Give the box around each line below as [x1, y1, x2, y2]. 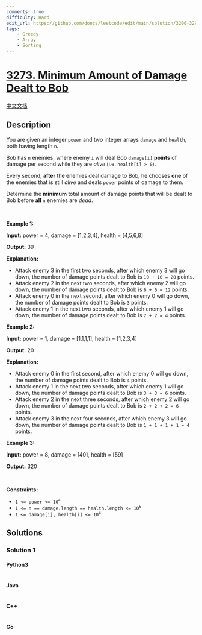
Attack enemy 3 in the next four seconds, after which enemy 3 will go [14, 414, 188, 422]
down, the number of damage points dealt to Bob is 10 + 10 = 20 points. [14, 273, 194, 280]
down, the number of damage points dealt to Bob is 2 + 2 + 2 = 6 [14, 402, 179, 409]
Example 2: [6, 323, 35, 330]
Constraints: [6, 486, 38, 493]
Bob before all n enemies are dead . [6, 197, 93, 204]
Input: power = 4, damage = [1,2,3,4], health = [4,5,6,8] [6, 232, 143, 239]
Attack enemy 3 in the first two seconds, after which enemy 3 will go [14, 267, 185, 274]
